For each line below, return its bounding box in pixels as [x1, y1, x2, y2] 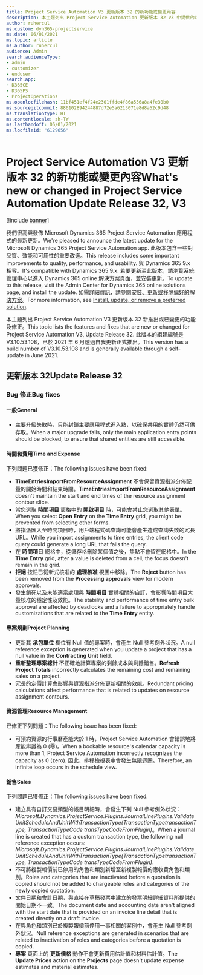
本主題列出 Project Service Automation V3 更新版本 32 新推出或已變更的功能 [6, 315, 196, 323]
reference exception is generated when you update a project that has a [14, 645, 192, 652]
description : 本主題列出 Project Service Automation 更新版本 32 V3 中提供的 [6, 15, 195, 21]
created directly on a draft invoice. [14, 915, 101, 922]
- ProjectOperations [6, 93, 59, 99]
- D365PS [6, 88, 28, 94]
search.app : [6, 76, 36, 82]
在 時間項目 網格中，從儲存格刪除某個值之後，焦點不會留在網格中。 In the [14, 548, 196, 555]
